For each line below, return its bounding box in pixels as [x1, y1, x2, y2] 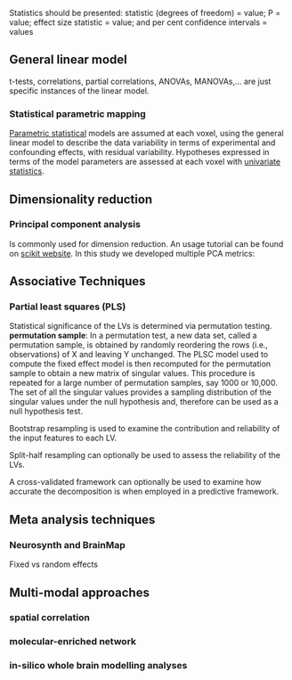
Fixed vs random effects [9, 559, 98, 569]
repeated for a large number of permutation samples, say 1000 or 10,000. [9, 378, 278, 389]
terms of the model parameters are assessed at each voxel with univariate [9, 156, 281, 168]
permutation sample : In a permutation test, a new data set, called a [9, 330, 257, 341]
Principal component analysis [9, 218, 141, 231]
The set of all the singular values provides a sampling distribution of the [9, 387, 272, 397]
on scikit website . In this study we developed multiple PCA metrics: [9, 248, 255, 258]
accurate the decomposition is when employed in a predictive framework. [9, 486, 280, 497]
